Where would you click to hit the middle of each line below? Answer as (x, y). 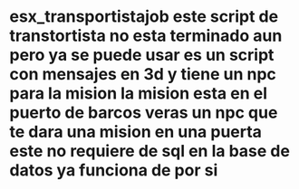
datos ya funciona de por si (114, 170)
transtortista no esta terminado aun (146, 36)
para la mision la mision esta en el (138, 94)
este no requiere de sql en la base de (149, 151)
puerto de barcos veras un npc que (144, 113)
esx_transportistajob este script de (144, 17)
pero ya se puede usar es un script (142, 55)
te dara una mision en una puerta (136, 132)
